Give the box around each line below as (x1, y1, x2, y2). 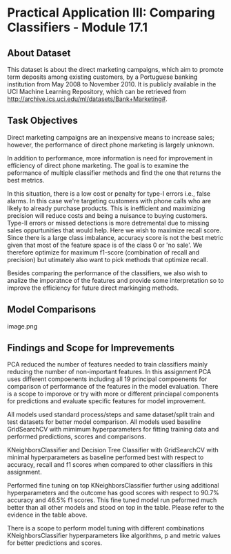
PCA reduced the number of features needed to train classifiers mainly (7, 360, 208, 369)
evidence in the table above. (7, 510, 88, 519)
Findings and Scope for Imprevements (7, 342, 174, 354)
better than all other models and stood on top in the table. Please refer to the (7, 504, 225, 512)
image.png (7, 322, 38, 330)
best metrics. (7, 176, 45, 184)
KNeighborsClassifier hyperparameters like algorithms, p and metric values (7, 531, 221, 540)
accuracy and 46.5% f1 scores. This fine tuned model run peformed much (7, 496, 217, 504)
